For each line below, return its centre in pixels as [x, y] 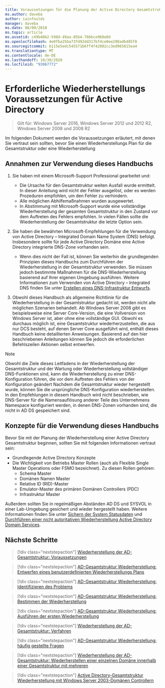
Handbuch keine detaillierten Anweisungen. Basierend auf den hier [80, 334]
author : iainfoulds [25, 19]
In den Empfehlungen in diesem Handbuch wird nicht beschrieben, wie [77, 395]
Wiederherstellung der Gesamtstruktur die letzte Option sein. [81, 222]
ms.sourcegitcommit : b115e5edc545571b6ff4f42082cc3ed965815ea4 [71, 46]
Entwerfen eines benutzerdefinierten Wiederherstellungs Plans [81, 572]
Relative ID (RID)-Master [44, 484]
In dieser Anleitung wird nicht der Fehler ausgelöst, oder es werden [87, 190]
